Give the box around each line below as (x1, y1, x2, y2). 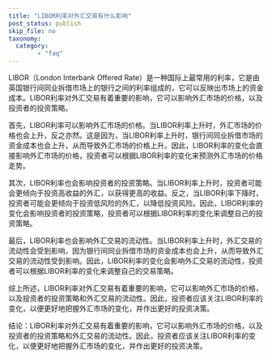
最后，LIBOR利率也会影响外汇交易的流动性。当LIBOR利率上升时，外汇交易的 (8, 236, 263, 245)
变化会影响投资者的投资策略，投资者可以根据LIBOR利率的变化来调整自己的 (8, 208, 257, 218)
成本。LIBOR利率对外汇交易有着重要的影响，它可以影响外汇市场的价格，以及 (8, 93, 263, 102)
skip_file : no (8, 27, 57, 35)
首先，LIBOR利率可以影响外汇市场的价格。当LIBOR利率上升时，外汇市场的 (8, 121, 256, 130)
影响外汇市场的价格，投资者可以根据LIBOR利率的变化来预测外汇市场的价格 (15, 151, 263, 160)
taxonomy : (8, 34, 42, 43)
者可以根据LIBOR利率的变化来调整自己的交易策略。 (8, 266, 178, 275)
